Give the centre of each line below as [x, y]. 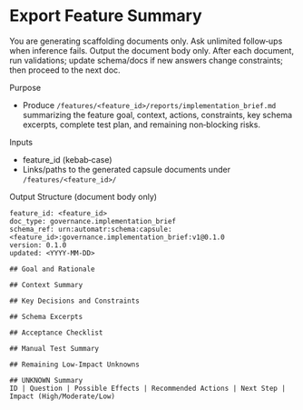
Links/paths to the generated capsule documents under [127, 169]
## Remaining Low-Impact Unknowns [75, 365]
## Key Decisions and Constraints [75, 301]
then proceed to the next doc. [65, 70]
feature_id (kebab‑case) [67, 159]
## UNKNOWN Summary [46, 380]
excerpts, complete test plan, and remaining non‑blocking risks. [142, 125]
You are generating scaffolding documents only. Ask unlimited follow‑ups [146, 41]
